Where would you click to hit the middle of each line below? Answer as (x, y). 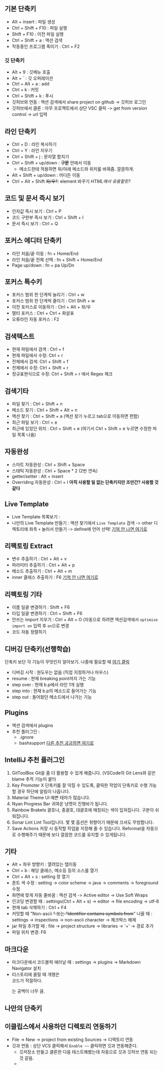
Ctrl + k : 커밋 (25, 90)
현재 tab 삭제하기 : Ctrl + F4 (39, 908)
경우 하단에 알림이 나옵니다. (43, 791)
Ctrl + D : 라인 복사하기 (34, 144)
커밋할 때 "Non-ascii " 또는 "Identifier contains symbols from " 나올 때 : (82, 914)
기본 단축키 (20, 9)
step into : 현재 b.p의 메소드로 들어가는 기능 (54, 691)
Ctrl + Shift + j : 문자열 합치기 (41, 157)
